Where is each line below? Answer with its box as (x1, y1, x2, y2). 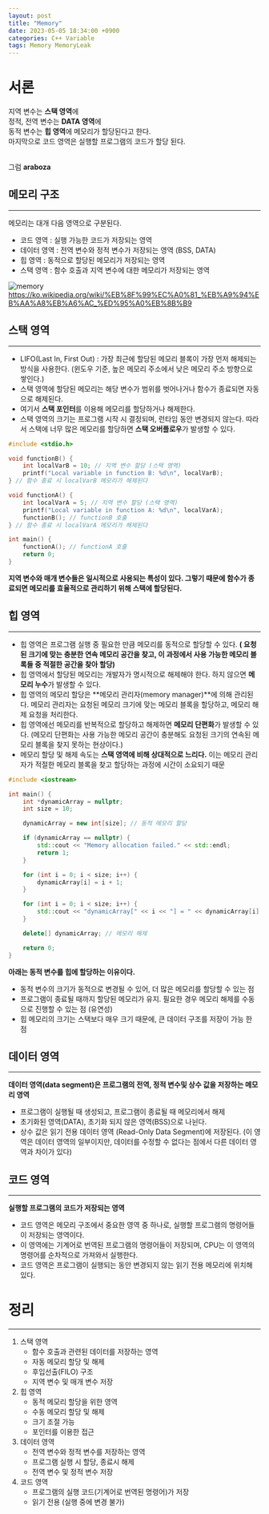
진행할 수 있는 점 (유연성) (34, 1003, 114, 1014)
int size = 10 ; (22, 805, 74, 814)
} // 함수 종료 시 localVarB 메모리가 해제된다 (8, 477, 148, 485)
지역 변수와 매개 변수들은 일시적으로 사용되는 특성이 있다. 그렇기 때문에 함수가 (8, 573, 247, 583)
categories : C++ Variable (8, 34, 94, 42)
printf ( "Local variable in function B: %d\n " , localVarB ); (22, 470, 224, 478)
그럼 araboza (8, 162, 51, 172)
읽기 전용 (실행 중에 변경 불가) (31, 1497, 126, 1507)
